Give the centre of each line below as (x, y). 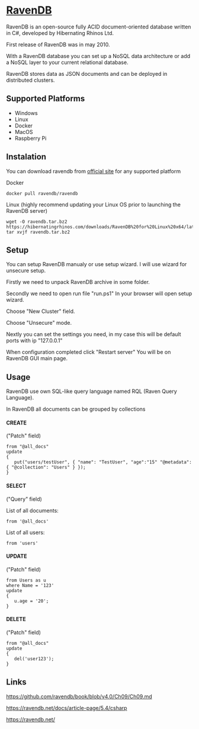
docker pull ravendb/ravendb (42, 193)
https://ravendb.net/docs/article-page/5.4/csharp (67, 708)
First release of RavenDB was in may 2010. (58, 44)
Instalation (26, 157)
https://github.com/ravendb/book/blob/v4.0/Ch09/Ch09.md (79, 696)
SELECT (16, 485)
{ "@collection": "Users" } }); (46, 468)
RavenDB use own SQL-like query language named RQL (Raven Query (92, 391)
